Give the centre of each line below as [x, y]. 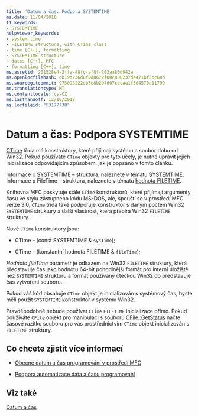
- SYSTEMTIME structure [35, 56]
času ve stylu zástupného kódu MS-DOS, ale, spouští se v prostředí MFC [95, 199]
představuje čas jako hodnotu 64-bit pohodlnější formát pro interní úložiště [98, 269]
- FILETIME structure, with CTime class [57, 45]
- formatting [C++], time [38, 66]
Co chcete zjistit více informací [64, 348]
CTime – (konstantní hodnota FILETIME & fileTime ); [77, 252]
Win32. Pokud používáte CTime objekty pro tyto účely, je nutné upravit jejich [98, 157]
